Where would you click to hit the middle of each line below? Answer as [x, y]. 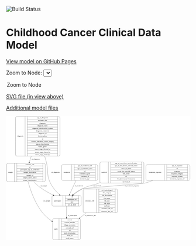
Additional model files [32, 108]
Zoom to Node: [24, 73]
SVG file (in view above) [35, 96]
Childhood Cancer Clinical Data [84, 33]
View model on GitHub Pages [42, 61]
